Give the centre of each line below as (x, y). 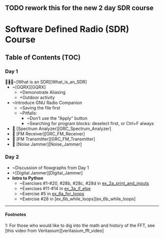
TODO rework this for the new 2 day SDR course (79, 8)
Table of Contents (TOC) (43, 57)
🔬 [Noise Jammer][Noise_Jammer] (47, 144)
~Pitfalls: (28, 113)
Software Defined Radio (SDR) (67, 29)
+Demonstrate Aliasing (42, 92)
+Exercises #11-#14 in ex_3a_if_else (55, 188)
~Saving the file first (40, 108)
